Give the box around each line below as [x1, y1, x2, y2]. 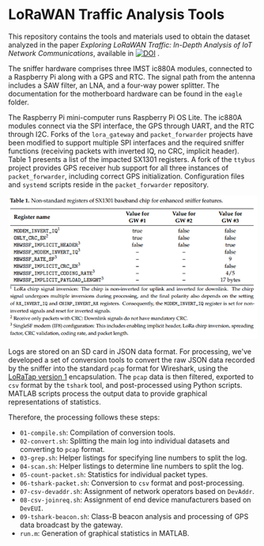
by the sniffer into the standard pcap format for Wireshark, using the [8, 363, 228, 373]
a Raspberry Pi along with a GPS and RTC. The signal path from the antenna [8, 72, 255, 81]
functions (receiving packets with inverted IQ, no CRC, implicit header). [8, 146, 239, 156]
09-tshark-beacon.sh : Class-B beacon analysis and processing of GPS [19, 511, 249, 521]
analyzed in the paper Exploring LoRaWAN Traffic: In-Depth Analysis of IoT [8, 40, 253, 49]
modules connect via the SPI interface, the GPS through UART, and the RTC [8, 121, 255, 130]
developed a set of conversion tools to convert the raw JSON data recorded [8, 355, 255, 364]
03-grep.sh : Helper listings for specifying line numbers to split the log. [19, 453, 247, 462]
